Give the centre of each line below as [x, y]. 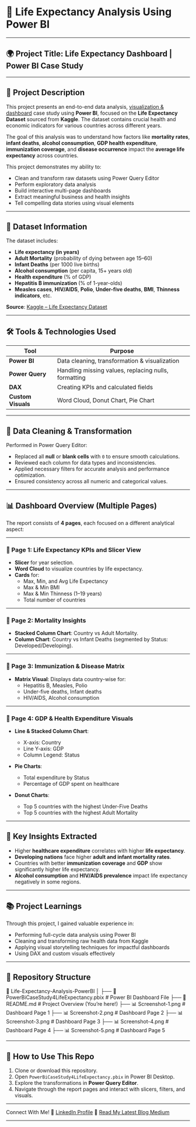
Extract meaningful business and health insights [72, 197]
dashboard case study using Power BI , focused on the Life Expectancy [92, 113]
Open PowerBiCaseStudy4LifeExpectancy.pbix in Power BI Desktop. [94, 1077]
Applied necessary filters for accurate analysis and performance [92, 469]
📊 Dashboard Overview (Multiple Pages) [82, 506]
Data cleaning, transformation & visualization [118, 361]
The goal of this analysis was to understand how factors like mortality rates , [98, 136]
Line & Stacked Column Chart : [52, 731]
